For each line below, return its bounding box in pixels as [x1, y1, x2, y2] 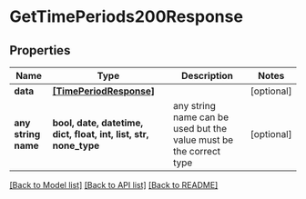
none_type [52, 139, 100, 152]
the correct [172, 145, 221, 157]
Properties [9, 43, 71, 58]
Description [181, 70, 234, 82]
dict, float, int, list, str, [52, 128, 149, 140]
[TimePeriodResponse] [52, 85, 155, 97]
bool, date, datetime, [52, 116, 144, 129]
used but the [172, 123, 228, 134]
